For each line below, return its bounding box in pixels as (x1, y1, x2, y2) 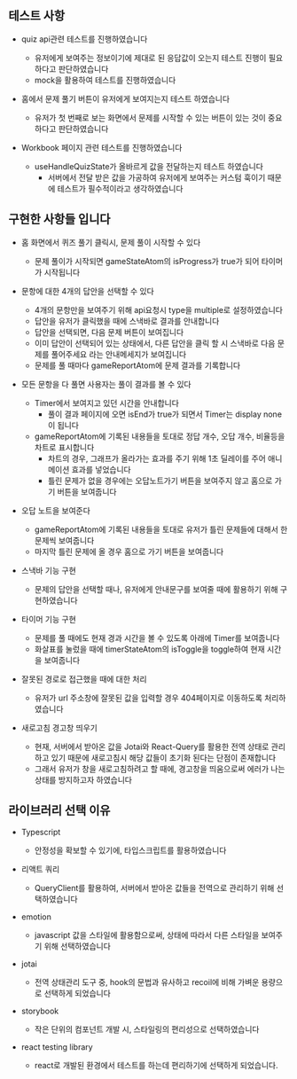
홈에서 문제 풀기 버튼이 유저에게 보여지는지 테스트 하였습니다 (20, 93, 231, 104)
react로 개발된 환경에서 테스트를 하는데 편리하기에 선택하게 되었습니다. (34, 1060, 278, 1071)
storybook (20, 1005, 59, 1017)
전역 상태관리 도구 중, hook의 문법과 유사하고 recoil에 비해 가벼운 (34, 977, 260, 988)
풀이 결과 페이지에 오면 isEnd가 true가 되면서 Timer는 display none (47, 409, 283, 419)
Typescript (20, 827, 61, 838)
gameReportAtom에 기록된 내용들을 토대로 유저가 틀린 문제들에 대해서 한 (34, 524, 288, 535)
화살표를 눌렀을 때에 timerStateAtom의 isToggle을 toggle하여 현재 (34, 644, 265, 654)
